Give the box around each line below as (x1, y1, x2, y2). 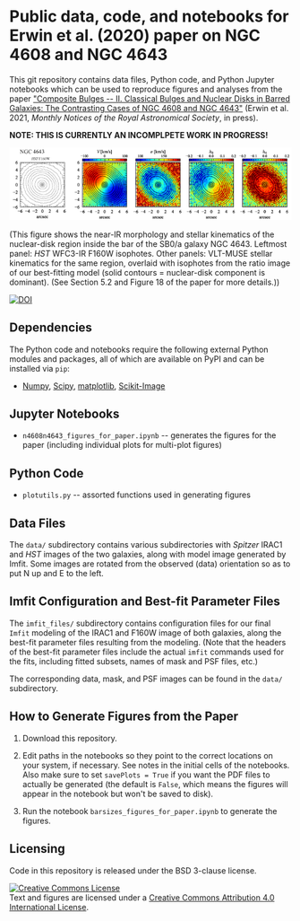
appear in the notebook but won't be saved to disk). (21, 788, 213, 799)
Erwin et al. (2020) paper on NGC (9, 25, 261, 46)
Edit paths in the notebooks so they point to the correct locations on (21, 750, 273, 760)
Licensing (9, 841, 65, 856)
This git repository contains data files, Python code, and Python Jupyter (9, 74, 275, 84)
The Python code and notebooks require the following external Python (9, 344, 269, 355)
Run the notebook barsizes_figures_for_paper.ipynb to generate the (21, 805, 278, 816)
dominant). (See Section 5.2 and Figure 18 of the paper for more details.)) (9, 276, 280, 287)
